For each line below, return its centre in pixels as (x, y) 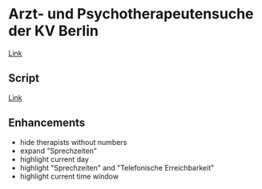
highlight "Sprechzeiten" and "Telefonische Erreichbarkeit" (117, 167)
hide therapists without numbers (73, 142)
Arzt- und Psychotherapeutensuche (131, 14)
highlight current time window (69, 176)
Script (24, 78)
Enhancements (47, 123)
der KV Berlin (53, 31)
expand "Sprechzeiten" (58, 151)
